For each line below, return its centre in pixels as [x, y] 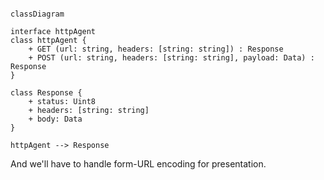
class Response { [46, 93]
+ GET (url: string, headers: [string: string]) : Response [156, 49]
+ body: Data [55, 119]
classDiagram [37, 14]
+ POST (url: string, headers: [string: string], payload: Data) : [171, 58]
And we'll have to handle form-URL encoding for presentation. [138, 164]
